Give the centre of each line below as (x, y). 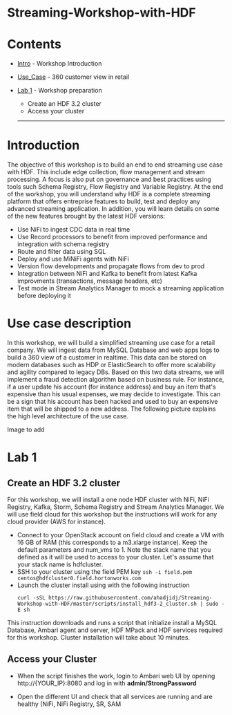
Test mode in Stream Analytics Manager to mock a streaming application (120, 288)
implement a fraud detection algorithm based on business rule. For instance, (116, 379)
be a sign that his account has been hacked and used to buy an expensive (113, 401)
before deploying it (44, 296)
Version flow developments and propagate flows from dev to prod (111, 266)
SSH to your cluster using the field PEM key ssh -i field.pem (105, 572)
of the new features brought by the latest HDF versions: (86, 216)
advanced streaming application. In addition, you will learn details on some (113, 209)
